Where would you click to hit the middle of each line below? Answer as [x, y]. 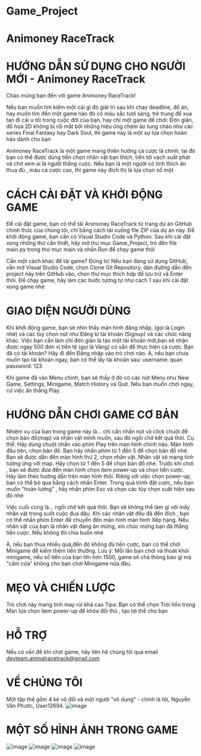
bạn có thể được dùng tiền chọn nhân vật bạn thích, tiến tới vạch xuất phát [98, 157]
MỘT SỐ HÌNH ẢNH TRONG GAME [92, 730]
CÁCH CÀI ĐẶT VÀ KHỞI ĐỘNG [85, 194]
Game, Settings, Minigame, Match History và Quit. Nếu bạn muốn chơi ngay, [100, 384]
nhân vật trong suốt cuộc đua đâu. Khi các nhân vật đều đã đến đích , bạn [98, 513]
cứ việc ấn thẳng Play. [34, 391]
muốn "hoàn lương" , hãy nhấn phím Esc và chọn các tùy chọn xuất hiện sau [100, 489]
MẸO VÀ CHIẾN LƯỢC [61, 588]
